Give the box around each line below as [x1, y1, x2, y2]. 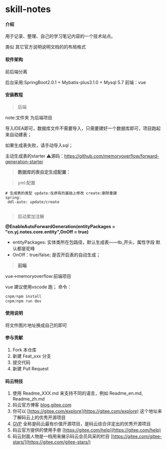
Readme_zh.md [12, 396, 45, 402]
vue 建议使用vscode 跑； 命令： [5, 283, 72, 290]
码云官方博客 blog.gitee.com [12, 402, 72, 408]
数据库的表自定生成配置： [17, 169, 71, 175]
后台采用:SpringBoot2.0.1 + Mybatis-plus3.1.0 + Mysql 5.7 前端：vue [5, 79, 146, 85]
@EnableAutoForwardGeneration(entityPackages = [5, 223, 116, 230]
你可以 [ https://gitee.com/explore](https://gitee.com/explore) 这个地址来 [12, 408, 162, 414]
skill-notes [5, 4, 51, 15]
